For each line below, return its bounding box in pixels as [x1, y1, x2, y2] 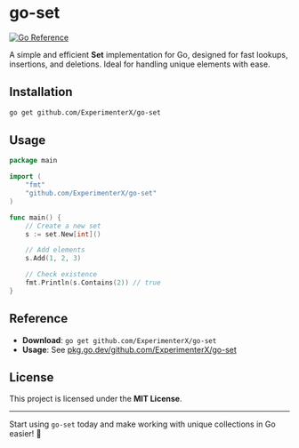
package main [9, 156, 58, 165]
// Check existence [25, 270, 98, 279]
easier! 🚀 [9, 428, 42, 439]
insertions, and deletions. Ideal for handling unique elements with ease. [9, 59, 271, 69]
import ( [9, 172, 42, 181]
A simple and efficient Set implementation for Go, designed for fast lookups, [9, 49, 288, 60]
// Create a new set [25, 221, 101, 230]
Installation [9, 84, 73, 100]
